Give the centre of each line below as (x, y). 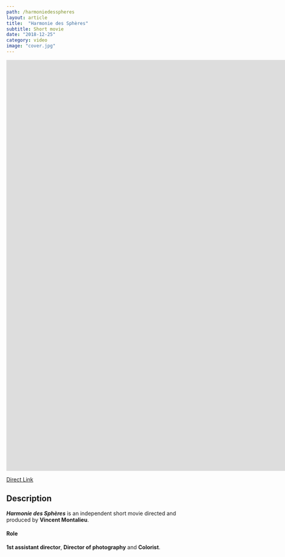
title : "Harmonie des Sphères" (47, 23)
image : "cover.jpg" (31, 46)
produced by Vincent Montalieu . (48, 520)
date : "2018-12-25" (31, 35)
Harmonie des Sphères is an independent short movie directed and (91, 513)
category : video (27, 40)
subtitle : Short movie (35, 29)
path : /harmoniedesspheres (40, 12)
